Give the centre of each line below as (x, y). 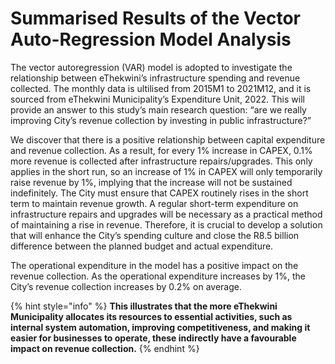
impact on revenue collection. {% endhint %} (105, 348)
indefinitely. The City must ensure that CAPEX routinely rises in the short (159, 193)
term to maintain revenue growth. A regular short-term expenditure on (154, 203)
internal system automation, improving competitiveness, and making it (160, 327)
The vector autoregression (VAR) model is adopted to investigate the (151, 67)
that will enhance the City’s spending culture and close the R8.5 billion (155, 235)
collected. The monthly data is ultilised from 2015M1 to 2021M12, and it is (161, 88)
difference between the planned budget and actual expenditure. (142, 246)
